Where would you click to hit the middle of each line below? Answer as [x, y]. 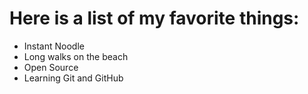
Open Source [51, 67]
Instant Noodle [54, 46]
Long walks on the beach [76, 56]
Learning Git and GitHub [73, 78]
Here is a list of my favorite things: [154, 18]
